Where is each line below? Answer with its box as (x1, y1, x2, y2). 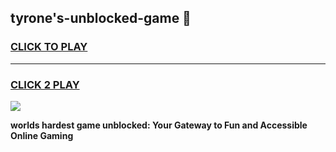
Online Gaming (10, 129, 74, 141)
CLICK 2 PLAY (10, 77, 80, 91)
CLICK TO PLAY (10, 40, 88, 54)
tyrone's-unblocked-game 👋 (10, 10, 192, 27)
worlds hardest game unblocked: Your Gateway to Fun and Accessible (10, 119, 308, 131)
